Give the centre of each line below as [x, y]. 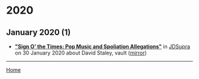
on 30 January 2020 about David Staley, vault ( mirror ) [81, 53]
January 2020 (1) [38, 32]
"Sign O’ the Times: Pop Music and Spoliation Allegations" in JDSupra [102, 46]
